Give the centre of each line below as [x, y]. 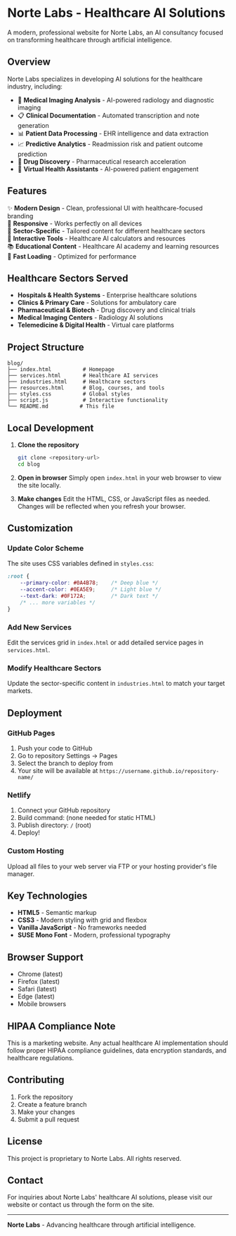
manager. [21, 873]
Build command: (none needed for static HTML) [86, 818]
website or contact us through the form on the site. [81, 1205]
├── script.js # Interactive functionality [88, 401]
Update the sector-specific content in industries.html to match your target [116, 684]
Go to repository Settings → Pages [67, 755]
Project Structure [46, 347]
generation [33, 125]
